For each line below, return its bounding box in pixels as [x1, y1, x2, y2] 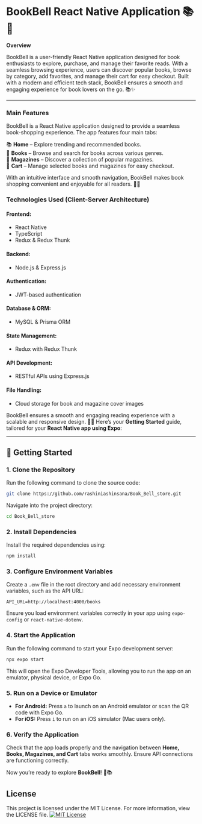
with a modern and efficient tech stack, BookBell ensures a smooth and [6, 79, 183, 86]
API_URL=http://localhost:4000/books [6, 599, 101, 605]
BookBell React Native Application [6, 5, 180, 19]
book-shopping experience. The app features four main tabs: [6, 129, 158, 136]
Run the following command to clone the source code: [6, 479, 140, 486]
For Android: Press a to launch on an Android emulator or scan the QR [14, 702, 189, 709]
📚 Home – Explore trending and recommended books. [6, 141, 141, 148]
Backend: [6, 250, 31, 257]
